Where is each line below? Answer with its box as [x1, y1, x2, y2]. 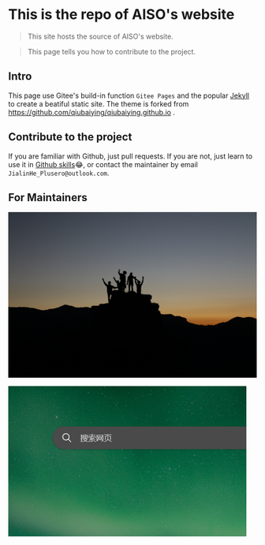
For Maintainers [8, 191, 88, 204]
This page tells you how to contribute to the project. [27, 47, 196, 56]
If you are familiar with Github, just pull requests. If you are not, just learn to [8, 151, 253, 161]
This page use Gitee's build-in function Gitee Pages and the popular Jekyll [8, 91, 250, 100]
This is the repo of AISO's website [8, 6, 235, 24]
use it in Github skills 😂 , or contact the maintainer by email [8, 159, 199, 169]
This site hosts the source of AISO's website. [27, 32, 174, 41]
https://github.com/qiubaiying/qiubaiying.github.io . [8, 107, 176, 117]
